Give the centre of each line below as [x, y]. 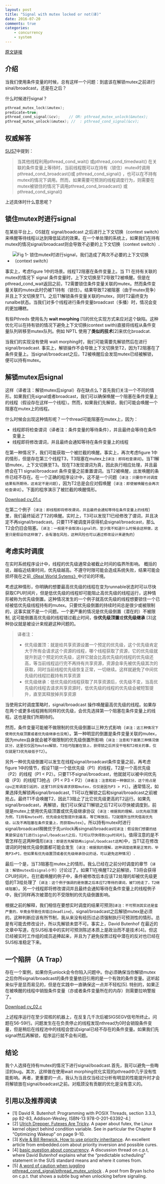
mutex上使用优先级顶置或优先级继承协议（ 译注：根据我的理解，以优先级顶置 [86, 811]
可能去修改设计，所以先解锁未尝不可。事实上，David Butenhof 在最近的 [86, 924]
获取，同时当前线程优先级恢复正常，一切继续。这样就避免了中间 [89, 670]
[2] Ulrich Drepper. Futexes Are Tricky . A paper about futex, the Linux [82, 1123]
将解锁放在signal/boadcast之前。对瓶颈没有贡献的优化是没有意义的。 [75, 1084]
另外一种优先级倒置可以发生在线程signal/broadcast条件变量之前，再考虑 [78, 762]
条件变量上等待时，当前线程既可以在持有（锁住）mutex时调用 [88, 168]
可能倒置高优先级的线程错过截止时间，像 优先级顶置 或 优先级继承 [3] [84, 618]
